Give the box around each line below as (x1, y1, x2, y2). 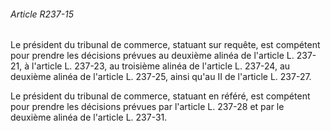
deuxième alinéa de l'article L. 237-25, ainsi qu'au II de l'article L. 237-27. (10, 71, 312, 83)
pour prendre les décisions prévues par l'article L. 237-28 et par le (10, 101, 285, 113)
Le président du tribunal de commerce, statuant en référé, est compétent (10, 90, 311, 102)
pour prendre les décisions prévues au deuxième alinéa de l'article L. (10, 50, 295, 62)
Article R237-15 (10, 8, 75, 20)
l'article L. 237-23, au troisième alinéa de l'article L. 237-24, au (31, 60, 291, 72)
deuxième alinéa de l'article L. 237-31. (10, 111, 168, 124)
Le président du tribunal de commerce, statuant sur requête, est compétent (10, 39, 321, 51)
